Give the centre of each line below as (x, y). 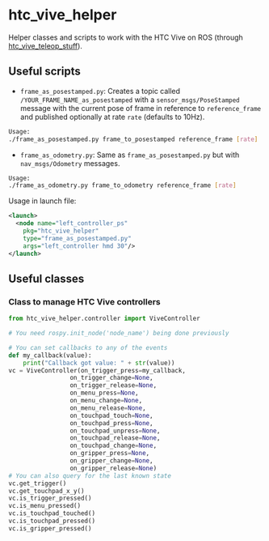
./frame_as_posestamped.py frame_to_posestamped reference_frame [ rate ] (133, 139)
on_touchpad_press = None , (111, 423)
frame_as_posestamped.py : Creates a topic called (100, 91)
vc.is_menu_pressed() (45, 506)
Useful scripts (44, 72)
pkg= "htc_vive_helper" (61, 231)
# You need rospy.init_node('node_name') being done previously (119, 334)
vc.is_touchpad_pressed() (52, 521)
